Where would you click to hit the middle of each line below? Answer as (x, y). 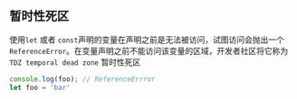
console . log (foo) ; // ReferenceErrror (82, 79)
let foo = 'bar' (40, 87)
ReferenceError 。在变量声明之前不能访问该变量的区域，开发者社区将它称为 (149, 50)
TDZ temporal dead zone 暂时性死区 (75, 62)
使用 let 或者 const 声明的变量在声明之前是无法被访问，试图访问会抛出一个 (147, 40)
